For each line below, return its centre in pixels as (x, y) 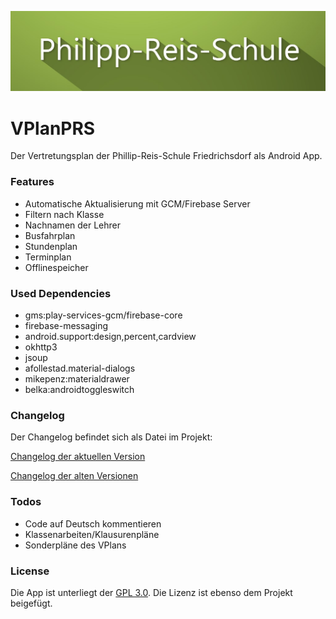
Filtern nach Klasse (64, 214)
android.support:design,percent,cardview (110, 336)
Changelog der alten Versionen (74, 476)
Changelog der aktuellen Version (78, 457)
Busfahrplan (50, 235)
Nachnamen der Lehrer (73, 225)
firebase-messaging (66, 325)
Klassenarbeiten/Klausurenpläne (92, 534)
